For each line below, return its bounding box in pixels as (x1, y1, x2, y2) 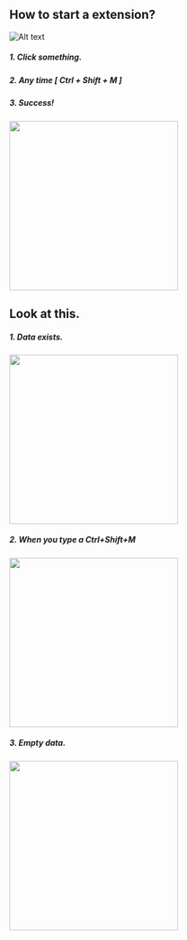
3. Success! (9, 98, 55, 108)
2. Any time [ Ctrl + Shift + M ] (9, 74, 123, 85)
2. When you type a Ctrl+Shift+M (9, 535, 137, 545)
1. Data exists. (9, 331, 63, 342)
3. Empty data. (9, 738, 66, 749)
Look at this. (9, 306, 80, 321)
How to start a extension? (9, 7, 156, 23)
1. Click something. (9, 51, 83, 62)
